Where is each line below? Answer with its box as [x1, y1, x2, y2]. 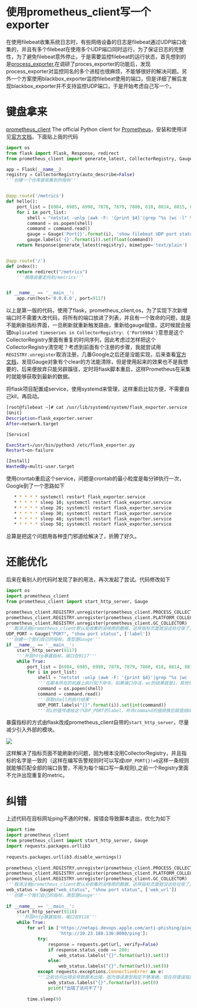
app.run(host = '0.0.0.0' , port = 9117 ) [16, 295, 107, 301]
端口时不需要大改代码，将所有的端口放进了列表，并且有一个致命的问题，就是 [6, 314, 191, 321]
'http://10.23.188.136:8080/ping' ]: [58, 930, 148, 936]
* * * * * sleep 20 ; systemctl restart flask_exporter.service [13, 505, 172, 511]
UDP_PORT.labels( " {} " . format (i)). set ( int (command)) [37, 702, 167, 708]
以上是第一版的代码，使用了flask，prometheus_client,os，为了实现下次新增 [6, 307, 188, 314]
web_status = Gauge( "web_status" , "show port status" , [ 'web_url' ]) [6, 887, 177, 893]
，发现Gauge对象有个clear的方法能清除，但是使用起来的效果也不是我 [16, 358, 184, 365]
